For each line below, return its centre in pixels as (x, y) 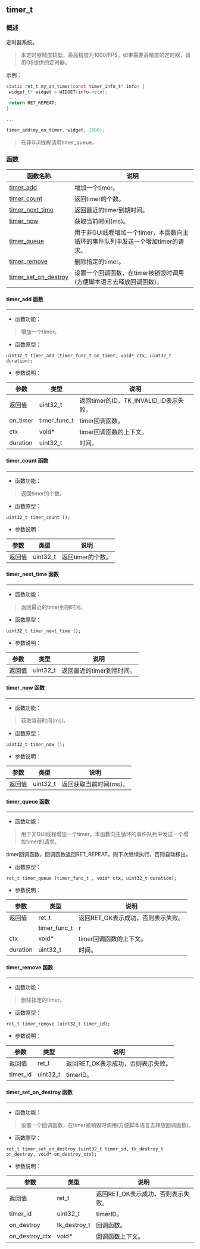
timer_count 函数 (27, 460)
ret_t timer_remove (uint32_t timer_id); (58, 1024)
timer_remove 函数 (30, 967)
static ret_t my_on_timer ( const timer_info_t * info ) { (76, 86)
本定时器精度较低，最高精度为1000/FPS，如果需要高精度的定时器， (103, 55)
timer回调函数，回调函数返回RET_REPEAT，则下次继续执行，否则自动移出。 (99, 855)
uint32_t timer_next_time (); (44, 631)
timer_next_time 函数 (33, 574)
